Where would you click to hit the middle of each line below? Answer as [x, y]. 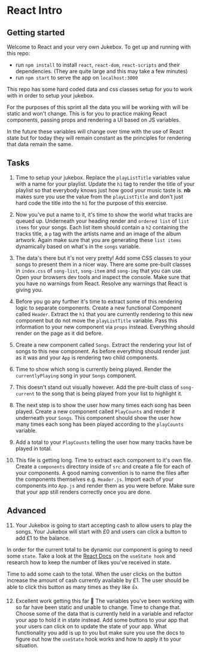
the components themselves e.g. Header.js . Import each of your [95, 479]
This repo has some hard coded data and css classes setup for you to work [100, 89]
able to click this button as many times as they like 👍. [73, 587]
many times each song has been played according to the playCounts [100, 424]
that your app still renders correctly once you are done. [83, 492]
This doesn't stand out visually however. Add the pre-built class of [97, 387]
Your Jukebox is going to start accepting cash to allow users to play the [103, 525]
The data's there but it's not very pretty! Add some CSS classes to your [103, 258]
